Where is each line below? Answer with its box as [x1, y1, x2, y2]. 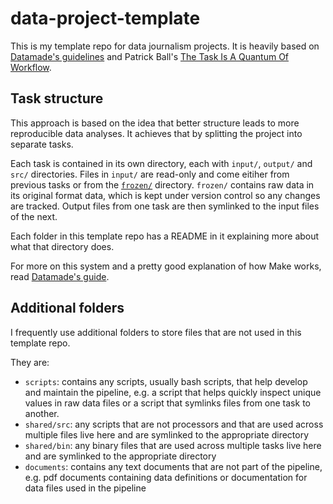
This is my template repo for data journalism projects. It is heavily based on [10, 40, 320, 52]
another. [24, 407, 60, 419]
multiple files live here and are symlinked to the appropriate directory [24, 428, 310, 441]
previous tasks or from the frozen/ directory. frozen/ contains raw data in [10, 178, 315, 191]
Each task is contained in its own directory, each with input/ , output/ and [10, 157, 313, 169]
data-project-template [10, 7, 201, 30]
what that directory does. [10, 240, 115, 252]
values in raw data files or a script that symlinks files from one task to [24, 397, 311, 409]
